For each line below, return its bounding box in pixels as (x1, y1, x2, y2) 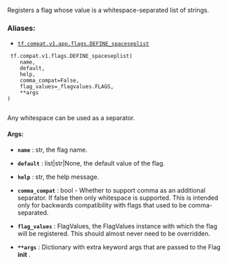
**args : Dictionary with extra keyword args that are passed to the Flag (17, 242, 221, 251)
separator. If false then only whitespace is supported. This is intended (17, 193, 219, 202)
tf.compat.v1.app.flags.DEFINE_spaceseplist (17, 41, 149, 47)
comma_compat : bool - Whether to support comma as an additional (17, 186, 206, 194)
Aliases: (7, 23, 36, 33)
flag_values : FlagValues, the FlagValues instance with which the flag (17, 221, 218, 230)
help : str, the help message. (17, 173, 99, 181)
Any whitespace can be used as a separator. (7, 114, 136, 122)
